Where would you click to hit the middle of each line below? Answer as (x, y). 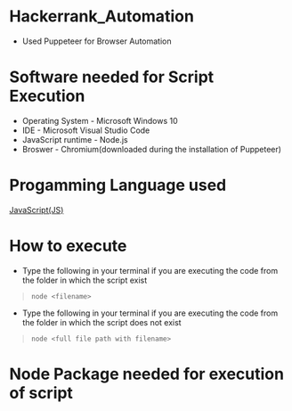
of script (41, 393)
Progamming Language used (118, 185)
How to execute (68, 246)
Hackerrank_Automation (101, 16)
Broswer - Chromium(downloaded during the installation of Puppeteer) (152, 149)
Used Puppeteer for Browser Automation (97, 41)
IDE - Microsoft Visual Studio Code (86, 130)
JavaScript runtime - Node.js (75, 139)
